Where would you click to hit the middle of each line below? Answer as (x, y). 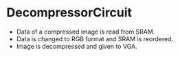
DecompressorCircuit (69, 13)
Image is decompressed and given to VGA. (77, 46)
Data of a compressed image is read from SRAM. (86, 32)
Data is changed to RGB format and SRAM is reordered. (94, 38)
